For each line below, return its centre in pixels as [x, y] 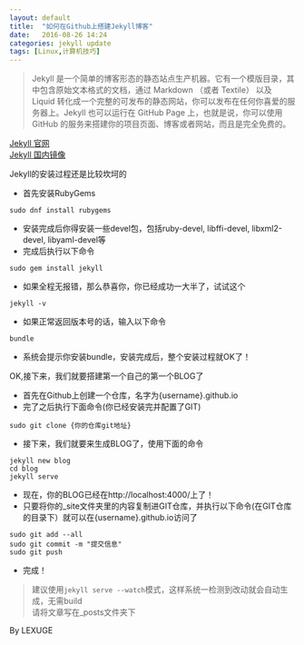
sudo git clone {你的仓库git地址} [70, 426]
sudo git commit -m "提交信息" [66, 545]
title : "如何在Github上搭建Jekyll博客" [81, 26]
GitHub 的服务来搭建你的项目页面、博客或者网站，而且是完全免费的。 [161, 124]
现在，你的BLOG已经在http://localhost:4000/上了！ [118, 495]
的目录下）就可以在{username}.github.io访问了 [110, 518]
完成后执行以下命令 [59, 252]
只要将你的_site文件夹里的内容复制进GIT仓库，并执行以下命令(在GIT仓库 [157, 506]
